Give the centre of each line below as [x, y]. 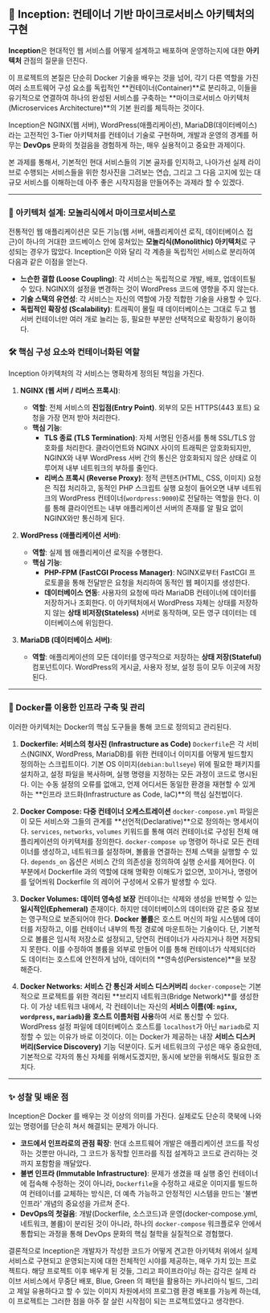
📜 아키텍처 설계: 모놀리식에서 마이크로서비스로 [92, 212]
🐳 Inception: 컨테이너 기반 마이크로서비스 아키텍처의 [131, 14]
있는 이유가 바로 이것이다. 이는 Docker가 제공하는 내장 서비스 [139, 1036]
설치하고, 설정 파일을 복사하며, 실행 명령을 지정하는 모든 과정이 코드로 [128, 774]
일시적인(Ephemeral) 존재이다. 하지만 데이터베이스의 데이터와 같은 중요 [132, 908]
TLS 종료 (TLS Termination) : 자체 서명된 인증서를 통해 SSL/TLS [145, 438]
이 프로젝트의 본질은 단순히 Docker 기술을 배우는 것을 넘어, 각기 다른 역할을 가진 [133, 77]
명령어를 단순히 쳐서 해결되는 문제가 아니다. [91, 1126]
